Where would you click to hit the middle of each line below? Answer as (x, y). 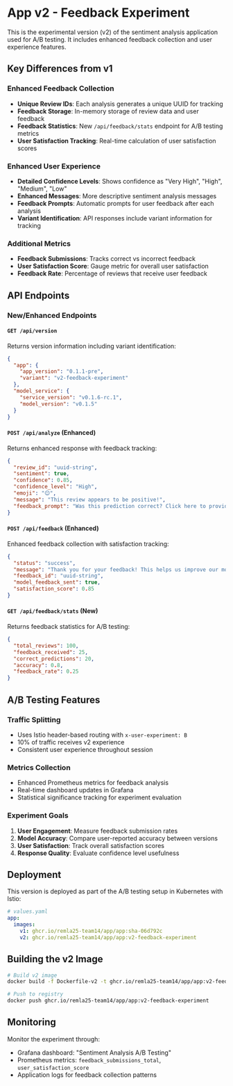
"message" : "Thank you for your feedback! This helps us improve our (116, 569)
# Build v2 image (32, 975)
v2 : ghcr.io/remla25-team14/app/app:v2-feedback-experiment (108, 937)
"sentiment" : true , (42, 474)
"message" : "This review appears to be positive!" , (90, 500)
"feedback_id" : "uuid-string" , (59, 576)
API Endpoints (38, 295)
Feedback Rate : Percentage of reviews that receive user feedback (112, 273)
